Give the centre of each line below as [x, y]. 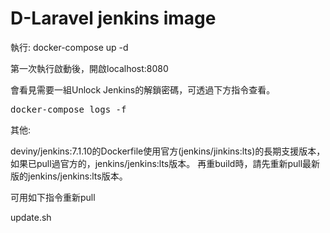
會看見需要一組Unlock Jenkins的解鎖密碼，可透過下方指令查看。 [143, 89]
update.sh [31, 217]
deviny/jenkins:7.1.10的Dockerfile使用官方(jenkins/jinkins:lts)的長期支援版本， [168, 151]
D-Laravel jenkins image [113, 18]
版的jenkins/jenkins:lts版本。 [69, 176]
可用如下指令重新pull [53, 197]
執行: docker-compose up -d [69, 47]
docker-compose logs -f [68, 109]
